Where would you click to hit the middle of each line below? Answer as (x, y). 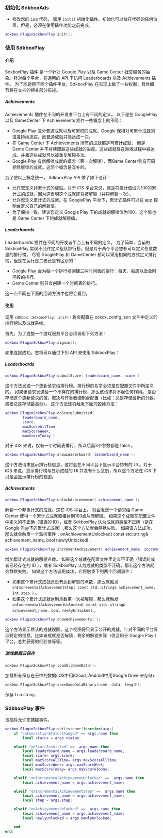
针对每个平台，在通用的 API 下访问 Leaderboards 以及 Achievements (82, 78)
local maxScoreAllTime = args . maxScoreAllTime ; (70, 760)
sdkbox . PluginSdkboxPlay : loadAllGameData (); (51, 665)
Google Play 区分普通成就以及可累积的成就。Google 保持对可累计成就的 (83, 131)
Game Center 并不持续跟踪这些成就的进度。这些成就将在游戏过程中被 (81, 149)
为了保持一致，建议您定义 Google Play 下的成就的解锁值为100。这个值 (82, 212)
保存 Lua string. (21, 694)
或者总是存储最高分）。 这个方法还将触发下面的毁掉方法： (62, 404)
